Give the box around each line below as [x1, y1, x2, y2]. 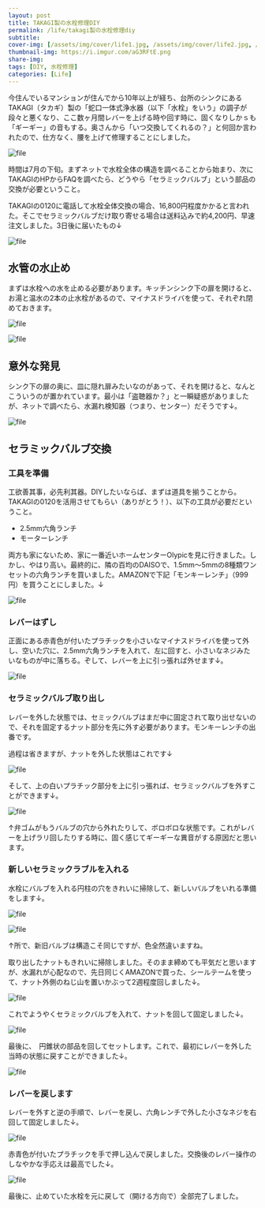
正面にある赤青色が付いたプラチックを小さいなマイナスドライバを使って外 [8, 636, 250, 645]
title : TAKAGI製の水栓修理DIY [8, 19, 100, 27]
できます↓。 [21, 791, 63, 800]
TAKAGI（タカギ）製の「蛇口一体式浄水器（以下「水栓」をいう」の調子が [8, 103, 248, 112]
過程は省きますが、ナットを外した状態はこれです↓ [8, 749, 173, 758]
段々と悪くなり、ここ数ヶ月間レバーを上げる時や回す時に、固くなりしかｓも [8, 112, 257, 122]
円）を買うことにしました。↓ [8, 579, 104, 589]
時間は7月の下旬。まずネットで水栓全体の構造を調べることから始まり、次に [8, 164, 254, 174]
